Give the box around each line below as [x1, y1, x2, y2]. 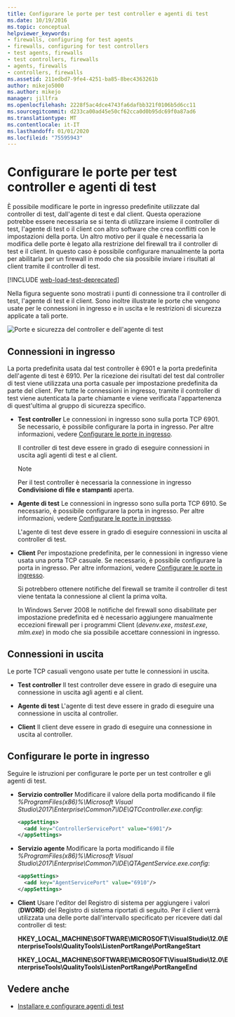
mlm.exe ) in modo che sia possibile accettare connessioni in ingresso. [17, 628, 220, 636]
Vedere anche [7, 983, 70, 995]
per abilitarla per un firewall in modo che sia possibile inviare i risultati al [7, 255, 215, 263]
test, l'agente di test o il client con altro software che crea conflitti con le [7, 225, 216, 234]
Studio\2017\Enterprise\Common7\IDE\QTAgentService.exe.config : [17, 859, 210, 868]
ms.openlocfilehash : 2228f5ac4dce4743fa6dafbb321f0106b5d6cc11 [7, 102, 196, 109]
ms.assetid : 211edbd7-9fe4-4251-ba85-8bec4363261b [7, 75, 159, 83]
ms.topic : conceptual [7, 23, 71, 30]
